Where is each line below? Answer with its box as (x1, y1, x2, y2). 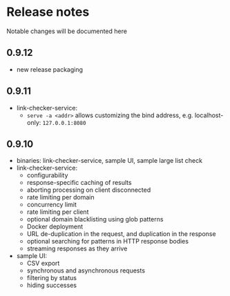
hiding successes (26, 281, 77, 290)
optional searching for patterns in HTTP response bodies (26, 237, 189, 246)
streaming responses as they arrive (26, 244, 128, 253)
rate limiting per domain (26, 193, 95, 201)
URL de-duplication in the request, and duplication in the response (26, 230, 216, 238)
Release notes (6, 4, 90, 20)
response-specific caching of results (26, 179, 132, 187)
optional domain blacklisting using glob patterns (26, 215, 164, 224)
